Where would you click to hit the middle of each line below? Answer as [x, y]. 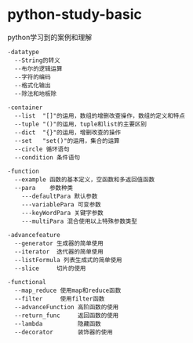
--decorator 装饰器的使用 [64, 332]
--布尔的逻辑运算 [38, 68]
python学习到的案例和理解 [49, 37]
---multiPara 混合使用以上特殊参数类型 [80, 221]
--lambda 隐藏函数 [58, 323]
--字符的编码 [33, 77]
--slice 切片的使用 [50, 268]
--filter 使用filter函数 [60, 299]
